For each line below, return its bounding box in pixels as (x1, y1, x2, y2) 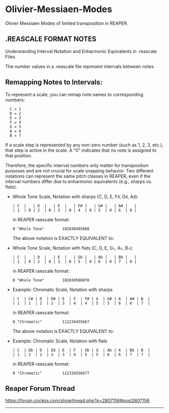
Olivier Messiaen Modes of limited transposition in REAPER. (5, 20, 128, 26)
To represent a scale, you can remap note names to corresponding (5, 91, 143, 97)
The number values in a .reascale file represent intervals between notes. (5, 63, 155, 69)
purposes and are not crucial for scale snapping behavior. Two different (5, 167, 154, 173)
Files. (5, 53, 17, 60)
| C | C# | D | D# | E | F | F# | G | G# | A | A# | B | (12, 296, 150, 301)
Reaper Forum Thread (5, 384, 75, 393)
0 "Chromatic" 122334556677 (12, 371, 90, 376)
